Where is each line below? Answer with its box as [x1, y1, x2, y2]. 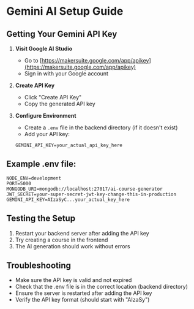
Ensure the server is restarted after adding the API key [15, 289, 152, 297]
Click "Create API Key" [24, 94, 82, 101]
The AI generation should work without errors [15, 242, 130, 250]
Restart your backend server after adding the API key [15, 229, 149, 237]
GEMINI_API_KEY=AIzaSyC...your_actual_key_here [6, 196, 130, 203]
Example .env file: [6, 159, 76, 169]
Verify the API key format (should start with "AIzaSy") [15, 296, 150, 303]
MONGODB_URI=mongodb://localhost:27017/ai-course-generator [6, 186, 163, 192]
